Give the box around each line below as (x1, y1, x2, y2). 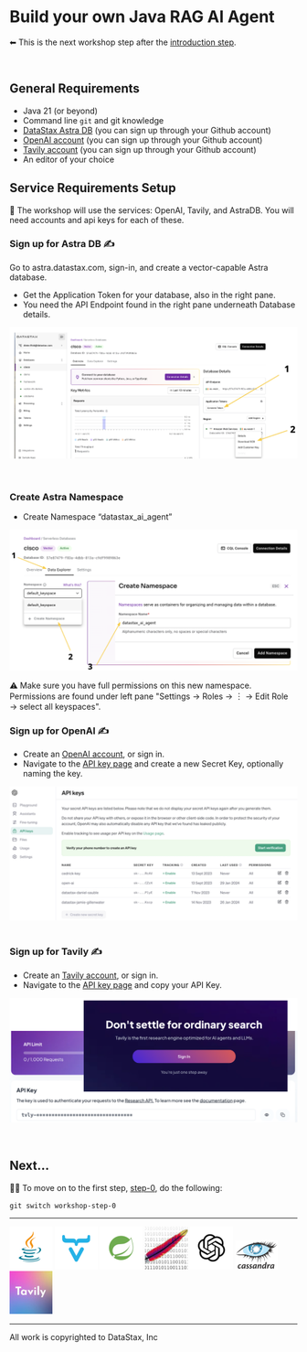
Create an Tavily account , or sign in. (22, 970, 159, 981)
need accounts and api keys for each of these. (9, 214, 185, 225)
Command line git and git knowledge (22, 114, 164, 125)
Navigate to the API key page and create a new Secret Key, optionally (22, 758, 284, 769)
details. (22, 308, 51, 319)
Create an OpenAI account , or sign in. (22, 748, 165, 760)
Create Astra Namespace (9, 490, 124, 503)
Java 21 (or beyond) (22, 105, 99, 116)
